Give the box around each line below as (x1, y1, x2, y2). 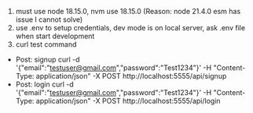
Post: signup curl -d (15, 55, 80, 64)
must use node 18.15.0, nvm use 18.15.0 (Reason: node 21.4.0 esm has (15, 7, 241, 16)
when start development (15, 31, 95, 41)
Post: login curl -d (15, 79, 75, 89)
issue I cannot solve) (15, 15, 83, 24)
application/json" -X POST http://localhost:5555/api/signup (35, 72, 227, 80)
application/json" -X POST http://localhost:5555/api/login (35, 97, 222, 105)
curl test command (15, 40, 77, 49)
